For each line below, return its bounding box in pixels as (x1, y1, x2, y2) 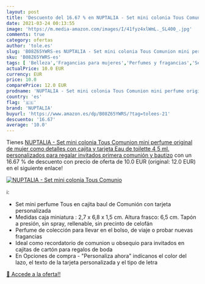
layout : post (6, 9, 40, 15)
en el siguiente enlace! (6, 165, 63, 172)
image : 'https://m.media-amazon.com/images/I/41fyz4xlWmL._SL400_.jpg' (6, 26, 192, 32)
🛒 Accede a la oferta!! (6, 271, 61, 278)
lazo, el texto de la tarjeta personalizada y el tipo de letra (15, 259, 158, 266)
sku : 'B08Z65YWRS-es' (6, 54, 62, 60)
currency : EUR (6, 71, 43, 77)
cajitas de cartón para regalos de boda (15, 246, 113, 253)
